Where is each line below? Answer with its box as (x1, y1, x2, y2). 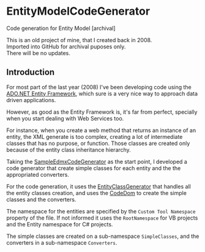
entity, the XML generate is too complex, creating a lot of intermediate (6, 133, 183, 140)
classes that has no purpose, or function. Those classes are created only (6, 139, 190, 147)
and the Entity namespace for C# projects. (6, 220, 113, 228)
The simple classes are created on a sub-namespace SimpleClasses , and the (6, 232, 199, 240)
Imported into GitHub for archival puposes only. (6, 43, 126, 50)
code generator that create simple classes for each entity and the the (6, 164, 181, 172)
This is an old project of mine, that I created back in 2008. (6, 36, 152, 43)
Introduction (6, 67, 55, 78)
